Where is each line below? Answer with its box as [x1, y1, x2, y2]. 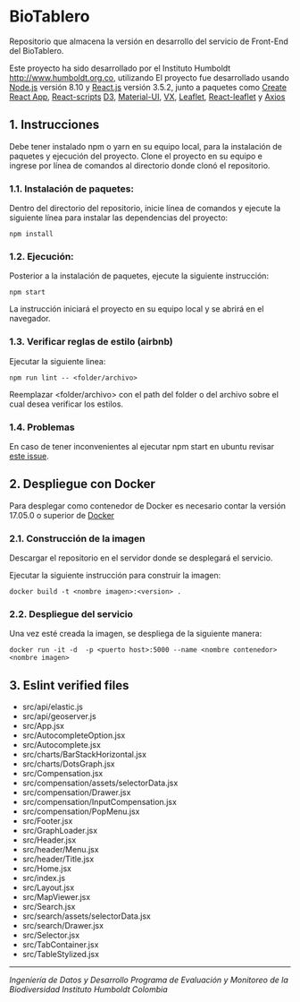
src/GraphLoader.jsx [21, 826, 98, 836]
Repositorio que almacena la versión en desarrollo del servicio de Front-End [9, 36, 288, 47]
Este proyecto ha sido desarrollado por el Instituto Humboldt [9, 63, 231, 73]
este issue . [9, 450, 49, 461]
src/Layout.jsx [21, 882, 75, 893]
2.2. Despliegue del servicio [9, 607, 134, 620]
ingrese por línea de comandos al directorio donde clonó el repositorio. [9, 159, 271, 171]
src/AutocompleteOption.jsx [21, 730, 126, 741]
